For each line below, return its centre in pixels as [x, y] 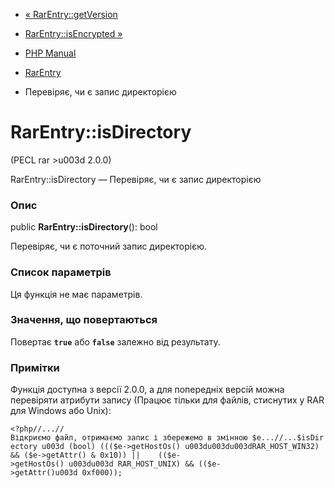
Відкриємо [31, 438]
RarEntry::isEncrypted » [73, 33]
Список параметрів [61, 272]
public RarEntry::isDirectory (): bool [84, 227]
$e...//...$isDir [288, 438]
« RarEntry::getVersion [71, 14]
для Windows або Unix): [61, 411]
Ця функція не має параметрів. [76, 294]
